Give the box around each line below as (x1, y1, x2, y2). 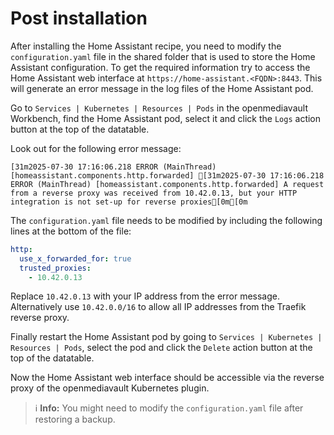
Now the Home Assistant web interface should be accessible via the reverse (10, 372, 325, 384)
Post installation (10, 7, 148, 30)
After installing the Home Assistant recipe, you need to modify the (10, 40, 282, 52)
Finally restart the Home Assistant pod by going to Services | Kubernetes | (10, 331, 323, 343)
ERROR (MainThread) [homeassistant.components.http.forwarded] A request (10, 179, 325, 189)
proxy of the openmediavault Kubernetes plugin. (10, 382, 210, 394)
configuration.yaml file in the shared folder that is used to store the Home (10, 50, 316, 62)
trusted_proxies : (19, 263, 92, 273)
